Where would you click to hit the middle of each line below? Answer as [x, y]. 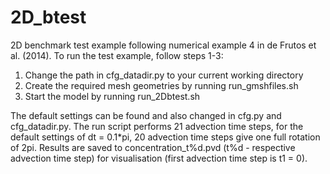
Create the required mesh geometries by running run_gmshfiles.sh [161, 85]
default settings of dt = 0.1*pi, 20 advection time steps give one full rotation [165, 137]
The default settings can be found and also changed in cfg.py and [146, 115]
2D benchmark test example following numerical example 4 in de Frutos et [163, 45]
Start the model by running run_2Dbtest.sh [112, 96]
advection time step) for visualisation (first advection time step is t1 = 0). [159, 158]
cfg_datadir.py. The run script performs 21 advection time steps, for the [157, 126]
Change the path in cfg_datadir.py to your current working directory [164, 75]
